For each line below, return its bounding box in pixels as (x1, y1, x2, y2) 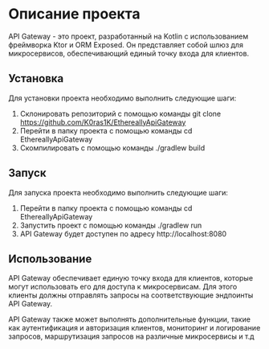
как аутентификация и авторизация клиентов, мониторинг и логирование (8, 323, 261, 333)
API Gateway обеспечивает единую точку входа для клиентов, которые (8, 273, 254, 283)
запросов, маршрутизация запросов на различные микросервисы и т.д (8, 331, 255, 342)
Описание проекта (8, 5, 141, 23)
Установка (8, 72, 64, 85)
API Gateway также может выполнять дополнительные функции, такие (8, 314, 251, 324)
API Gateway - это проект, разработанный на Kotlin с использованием (8, 31, 249, 41)
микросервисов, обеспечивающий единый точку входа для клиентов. (8, 48, 250, 58)
